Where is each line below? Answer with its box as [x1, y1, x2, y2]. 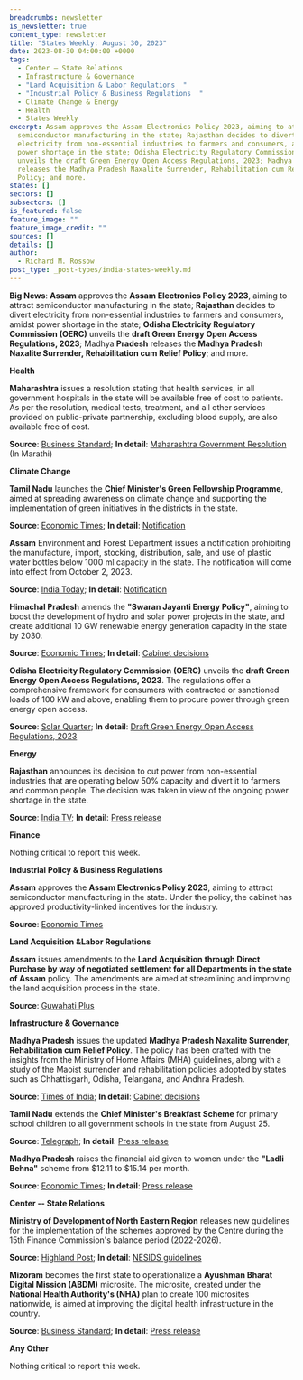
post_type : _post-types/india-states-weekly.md [9, 266, 192, 275]
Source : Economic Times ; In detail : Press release [9, 1180, 194, 1191]
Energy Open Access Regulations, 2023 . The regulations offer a [9, 674, 251, 685]
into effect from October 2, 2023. [9, 566, 133, 577]
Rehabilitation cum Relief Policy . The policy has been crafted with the [9, 1045, 271, 1056]
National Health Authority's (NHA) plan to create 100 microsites [9, 1289, 250, 1300]
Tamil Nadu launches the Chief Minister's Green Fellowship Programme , [9, 483, 284, 493]
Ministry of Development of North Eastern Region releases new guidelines [9, 1215, 290, 1225]
